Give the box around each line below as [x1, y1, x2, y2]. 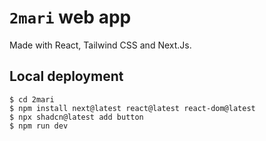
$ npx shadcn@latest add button [9, 112, 144, 122]
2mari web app [9, 6, 132, 29]
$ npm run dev [9, 121, 69, 131]
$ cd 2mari [9, 94, 55, 105]
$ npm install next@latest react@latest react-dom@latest [9, 103, 256, 113]
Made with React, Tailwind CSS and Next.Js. [9, 39, 192, 51]
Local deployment [9, 68, 124, 85]
